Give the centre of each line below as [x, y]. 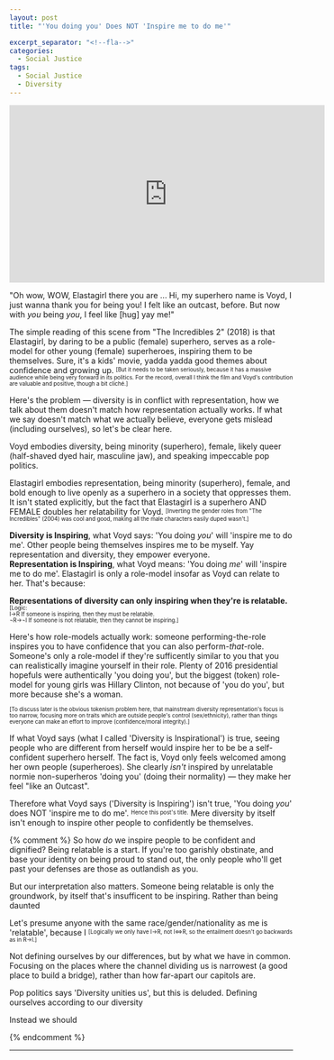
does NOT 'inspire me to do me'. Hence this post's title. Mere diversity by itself [143, 813]
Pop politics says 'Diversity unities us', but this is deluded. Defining [134, 992]
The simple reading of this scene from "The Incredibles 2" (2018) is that [142, 332]
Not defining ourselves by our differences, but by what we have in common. [150, 955]
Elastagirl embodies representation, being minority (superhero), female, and [150, 482]
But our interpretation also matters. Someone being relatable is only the [142, 886]
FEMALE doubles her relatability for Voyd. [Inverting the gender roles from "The [136, 511]
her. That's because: [47, 583]
